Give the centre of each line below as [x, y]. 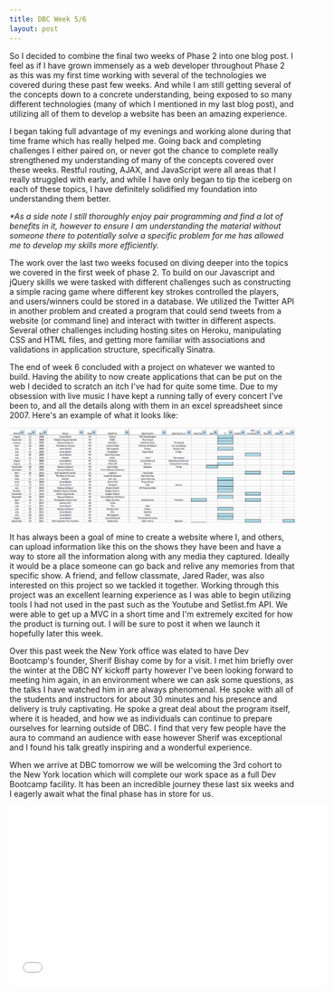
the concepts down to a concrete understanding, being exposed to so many [151, 94]
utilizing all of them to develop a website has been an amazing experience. [148, 113]
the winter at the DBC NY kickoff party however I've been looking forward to [152, 670]
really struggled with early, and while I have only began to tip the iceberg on [151, 179]
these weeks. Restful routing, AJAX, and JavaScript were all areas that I [143, 170]
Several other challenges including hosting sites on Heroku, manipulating [146, 330]
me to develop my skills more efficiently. [84, 245]
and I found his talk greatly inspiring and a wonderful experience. [131, 747]
